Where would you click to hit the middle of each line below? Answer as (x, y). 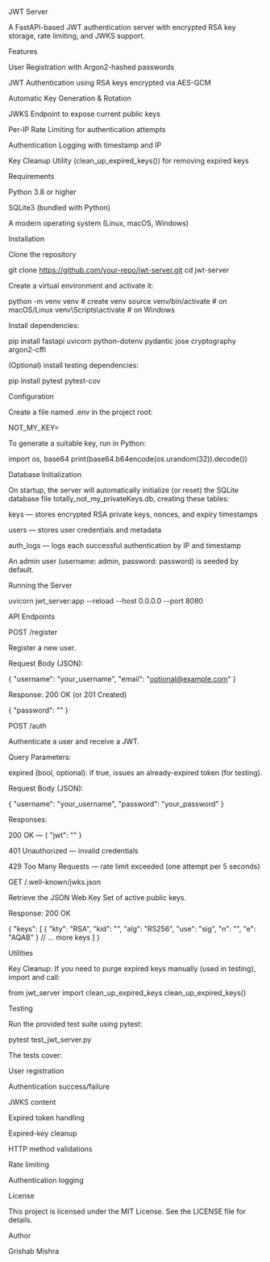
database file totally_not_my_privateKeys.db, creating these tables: (119, 498)
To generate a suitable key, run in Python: (77, 443)
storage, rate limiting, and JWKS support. (77, 36)
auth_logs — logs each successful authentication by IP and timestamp (125, 546)
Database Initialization (45, 474)
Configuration (31, 396)
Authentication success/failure (59, 1086)
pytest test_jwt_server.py (50, 1040)
